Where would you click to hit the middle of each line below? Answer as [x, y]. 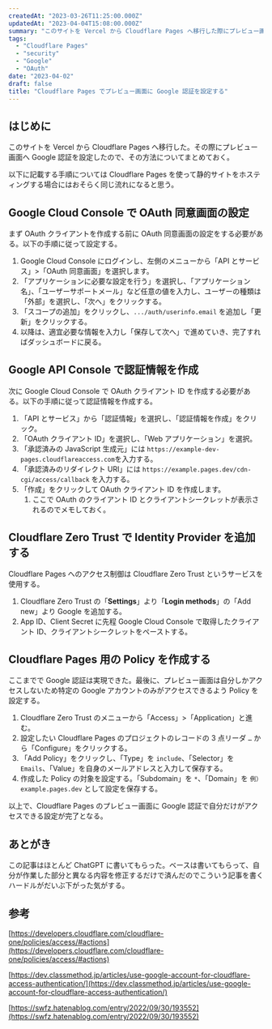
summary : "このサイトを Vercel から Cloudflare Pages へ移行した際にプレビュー [134, 31]
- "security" [38, 53]
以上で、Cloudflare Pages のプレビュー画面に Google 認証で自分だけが [126, 806]
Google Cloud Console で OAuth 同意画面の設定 [129, 213]
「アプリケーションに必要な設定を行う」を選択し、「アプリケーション [135, 281]
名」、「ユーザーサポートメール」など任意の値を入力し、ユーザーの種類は [140, 291]
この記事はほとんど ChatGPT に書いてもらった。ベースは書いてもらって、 [131, 865]
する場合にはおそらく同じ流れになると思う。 [104, 185]
